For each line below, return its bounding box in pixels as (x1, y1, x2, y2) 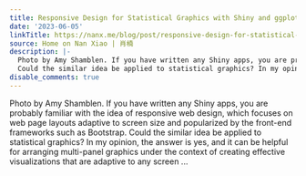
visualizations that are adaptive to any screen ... (9, 156, 189, 167)
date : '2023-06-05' (9, 22, 84, 31)
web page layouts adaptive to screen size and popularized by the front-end (9, 117, 292, 128)
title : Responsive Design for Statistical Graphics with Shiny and (9, 13, 271, 23)
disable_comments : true (9, 73, 100, 82)
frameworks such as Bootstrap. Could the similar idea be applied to (9, 127, 262, 138)
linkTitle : (9, 30, 51, 39)
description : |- (9, 47, 71, 57)
